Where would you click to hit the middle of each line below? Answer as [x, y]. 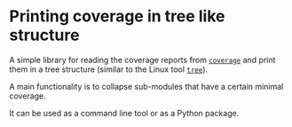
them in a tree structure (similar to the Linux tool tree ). [109, 69]
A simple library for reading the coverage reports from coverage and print [142, 60]
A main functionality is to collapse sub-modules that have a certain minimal [146, 86]
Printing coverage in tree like [117, 16]
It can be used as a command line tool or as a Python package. [124, 113]
